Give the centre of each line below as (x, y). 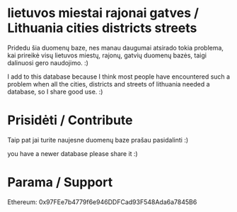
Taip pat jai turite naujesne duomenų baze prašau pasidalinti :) (98, 140)
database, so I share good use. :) (55, 91)
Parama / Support (60, 183)
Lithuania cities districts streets (102, 28)
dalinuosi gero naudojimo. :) (48, 62)
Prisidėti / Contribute (70, 120)
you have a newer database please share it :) (73, 153)
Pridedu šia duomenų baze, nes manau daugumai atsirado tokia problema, (116, 48)
